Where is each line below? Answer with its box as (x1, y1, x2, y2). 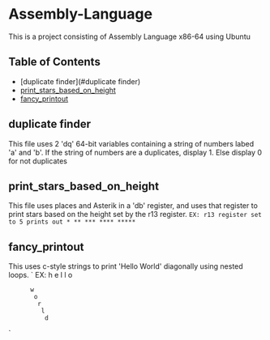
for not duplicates (8, 155, 67, 166)
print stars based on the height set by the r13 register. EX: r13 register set (8, 210, 262, 219)
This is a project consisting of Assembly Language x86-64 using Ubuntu (8, 32, 251, 41)
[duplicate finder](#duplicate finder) (19, 76, 141, 86)
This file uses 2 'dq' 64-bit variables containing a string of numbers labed (8, 138, 255, 148)
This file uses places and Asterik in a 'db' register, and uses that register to (8, 201, 258, 210)
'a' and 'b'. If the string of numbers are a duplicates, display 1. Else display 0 (8, 147, 262, 157)
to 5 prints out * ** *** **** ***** (8, 218, 136, 227)
